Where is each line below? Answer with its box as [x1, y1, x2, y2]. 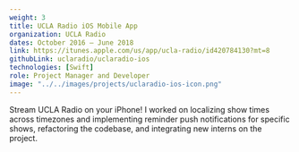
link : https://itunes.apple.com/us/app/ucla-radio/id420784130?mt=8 [9, 46, 270, 55]
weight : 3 [9, 13, 47, 22]
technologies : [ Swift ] [9, 63, 94, 72]
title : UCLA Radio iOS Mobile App [9, 21, 139, 30]
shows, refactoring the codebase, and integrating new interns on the [9, 122, 262, 134]
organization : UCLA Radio [9, 30, 106, 38]
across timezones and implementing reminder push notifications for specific [9, 114, 290, 124]
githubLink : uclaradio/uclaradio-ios [9, 55, 150, 63]
